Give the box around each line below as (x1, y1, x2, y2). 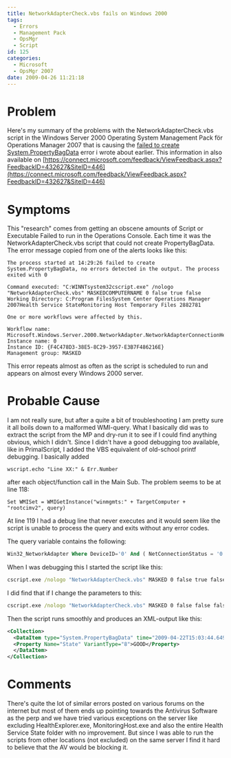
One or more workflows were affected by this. (7, 314, 143, 321)
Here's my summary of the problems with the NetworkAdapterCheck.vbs (7, 127, 214, 135)
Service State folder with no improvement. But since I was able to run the (7, 728, 214, 737)
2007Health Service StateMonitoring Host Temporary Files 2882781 (7, 302, 201, 309)
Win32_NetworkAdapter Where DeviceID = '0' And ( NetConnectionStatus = (7, 551, 214, 558)
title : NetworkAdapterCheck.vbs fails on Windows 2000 (7, 10, 168, 17)
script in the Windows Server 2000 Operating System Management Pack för (7, 133, 223, 142)
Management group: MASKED (7, 350, 81, 357)
